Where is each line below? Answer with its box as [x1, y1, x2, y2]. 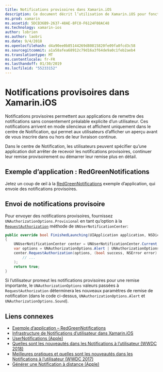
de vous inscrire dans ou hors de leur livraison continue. [5, 134, 117, 140]
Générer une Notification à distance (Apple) [12, 361, 99, 367]
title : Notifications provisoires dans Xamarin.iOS [5, 7, 112, 12]
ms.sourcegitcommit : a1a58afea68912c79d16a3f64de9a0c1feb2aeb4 [5, 48, 136, 53]
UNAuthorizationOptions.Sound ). [5, 298, 69, 304]
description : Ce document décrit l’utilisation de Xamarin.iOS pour [5, 12, 147, 17]
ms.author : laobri [5, 35, 42, 39]
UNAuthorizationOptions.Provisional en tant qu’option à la [5, 218, 122, 224]
